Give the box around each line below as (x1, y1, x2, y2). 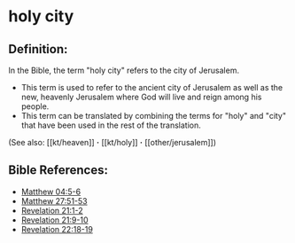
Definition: (8, 42, 68, 57)
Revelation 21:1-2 (20, 205, 83, 216)
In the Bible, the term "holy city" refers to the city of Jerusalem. (8, 65, 240, 75)
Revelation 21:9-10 (20, 215, 89, 225)
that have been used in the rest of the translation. (20, 120, 201, 130)
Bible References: (8, 162, 108, 178)
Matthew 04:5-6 (20, 186, 82, 197)
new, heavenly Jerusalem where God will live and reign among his (20, 91, 262, 102)
